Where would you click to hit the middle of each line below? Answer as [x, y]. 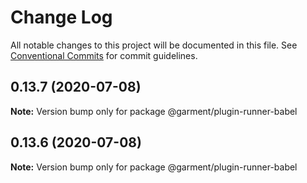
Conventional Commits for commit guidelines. [104, 55]
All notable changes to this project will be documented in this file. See [154, 45]
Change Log [61, 17]
